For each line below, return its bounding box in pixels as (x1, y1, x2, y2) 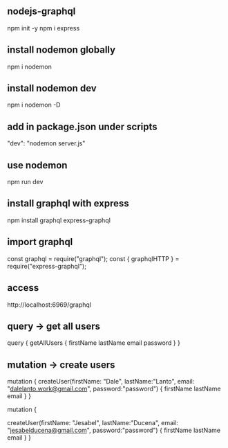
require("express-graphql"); (7, 262, 86, 270)
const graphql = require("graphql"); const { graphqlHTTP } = (7, 254, 180, 262)
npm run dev (7, 178, 44, 186)
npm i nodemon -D (7, 100, 61, 109)
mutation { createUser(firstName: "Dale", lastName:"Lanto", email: (7, 377, 195, 386)
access (7, 282, 39, 294)
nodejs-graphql (7, 6, 76, 17)
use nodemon (7, 159, 68, 171)
